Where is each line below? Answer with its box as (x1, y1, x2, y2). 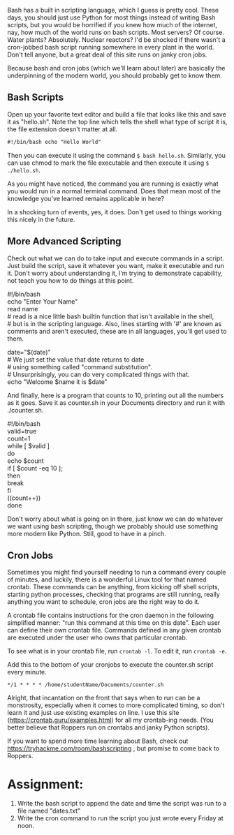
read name (7, 304, 38, 313)
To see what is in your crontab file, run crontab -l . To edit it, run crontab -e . (7, 647, 227, 656)
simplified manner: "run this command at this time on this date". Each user (7, 619, 221, 627)
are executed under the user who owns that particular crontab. (7, 633, 188, 642)
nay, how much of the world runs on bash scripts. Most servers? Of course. (7, 28, 225, 36)
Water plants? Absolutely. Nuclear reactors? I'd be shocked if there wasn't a (7, 36, 226, 44)
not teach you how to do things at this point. (7, 276, 134, 285)
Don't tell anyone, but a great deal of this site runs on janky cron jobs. (7, 50, 207, 59)
